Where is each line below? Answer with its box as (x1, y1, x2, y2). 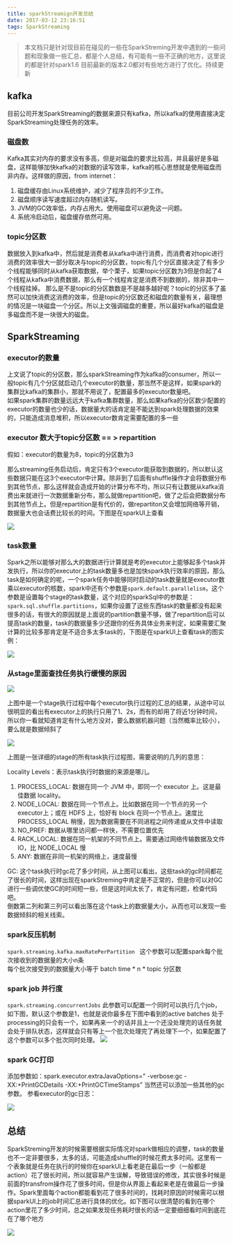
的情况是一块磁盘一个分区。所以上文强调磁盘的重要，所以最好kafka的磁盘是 (7, 301, 225, 310)
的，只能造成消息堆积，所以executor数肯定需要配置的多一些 (7, 414, 179, 422)
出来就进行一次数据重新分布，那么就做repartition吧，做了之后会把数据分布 (13, 491, 226, 499)
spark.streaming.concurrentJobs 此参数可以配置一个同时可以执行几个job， (7, 1000, 221, 1009)
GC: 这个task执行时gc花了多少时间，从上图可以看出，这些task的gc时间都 (7, 867, 217, 875)
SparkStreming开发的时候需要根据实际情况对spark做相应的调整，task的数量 (7, 1145, 225, 1153)
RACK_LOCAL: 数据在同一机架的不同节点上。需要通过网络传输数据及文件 (17, 835, 225, 843)
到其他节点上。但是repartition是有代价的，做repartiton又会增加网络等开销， (7, 499, 224, 508)
